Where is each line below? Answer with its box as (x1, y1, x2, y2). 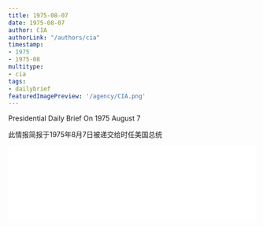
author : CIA (8, 26, 47, 34)
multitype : (8, 63, 44, 71)
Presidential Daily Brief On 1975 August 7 (8, 113, 141, 123)
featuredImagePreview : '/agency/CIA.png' (8, 92, 146, 100)
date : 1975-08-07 (8, 19, 65, 27)
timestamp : (8, 41, 44, 49)
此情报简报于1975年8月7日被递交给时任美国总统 (8, 130, 163, 139)
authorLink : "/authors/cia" (8, 33, 101, 42)
